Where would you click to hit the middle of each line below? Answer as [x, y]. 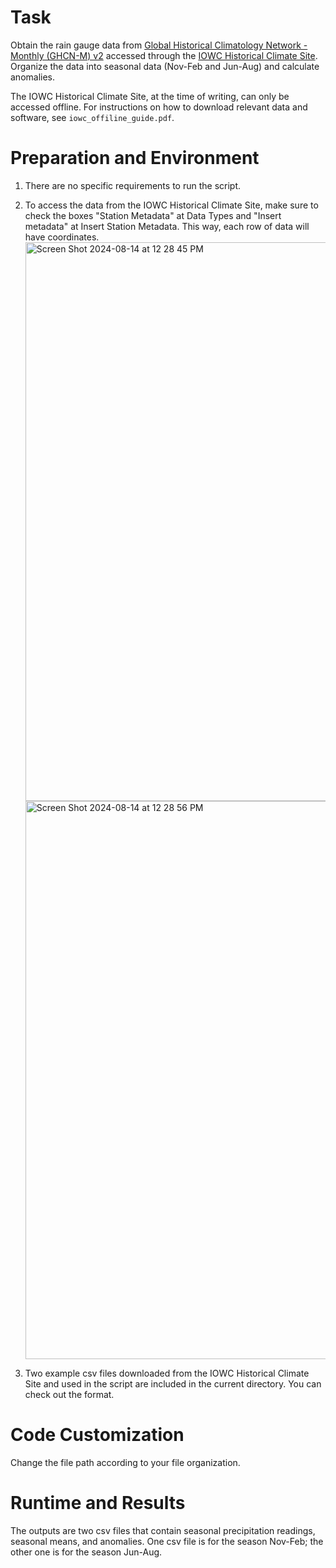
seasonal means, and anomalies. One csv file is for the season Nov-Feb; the [167, 1541]
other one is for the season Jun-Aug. [86, 1552]
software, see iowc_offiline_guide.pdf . [92, 117]
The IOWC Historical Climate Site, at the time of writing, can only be [150, 96]
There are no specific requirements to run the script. [133, 185]
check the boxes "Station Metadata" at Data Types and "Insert [153, 215]
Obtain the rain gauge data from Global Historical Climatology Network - [159, 45]
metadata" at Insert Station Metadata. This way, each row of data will [167, 226]
